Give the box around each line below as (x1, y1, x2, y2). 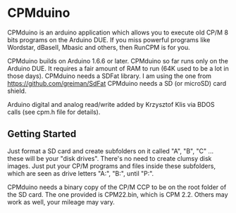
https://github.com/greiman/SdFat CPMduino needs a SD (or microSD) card (7, 79, 227, 87)
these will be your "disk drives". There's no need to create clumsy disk (7, 154, 212, 162)
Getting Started (7, 128, 77, 140)
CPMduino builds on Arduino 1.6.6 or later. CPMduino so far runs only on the (7, 56, 229, 65)
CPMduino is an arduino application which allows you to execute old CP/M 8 (7, 28, 229, 37)
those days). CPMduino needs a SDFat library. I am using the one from (7, 72, 212, 80)
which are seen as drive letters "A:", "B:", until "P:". (7, 169, 154, 177)
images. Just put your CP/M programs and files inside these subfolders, (7, 162, 216, 170)
